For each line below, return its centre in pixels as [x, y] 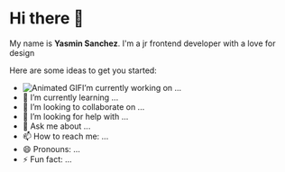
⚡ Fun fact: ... [47, 159]
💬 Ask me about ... [56, 126]
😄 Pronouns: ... [51, 149]
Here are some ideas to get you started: [83, 70]
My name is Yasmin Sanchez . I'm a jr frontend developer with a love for [143, 43]
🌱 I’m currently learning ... [70, 97]
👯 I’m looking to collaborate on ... [83, 106]
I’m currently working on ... [132, 87]
